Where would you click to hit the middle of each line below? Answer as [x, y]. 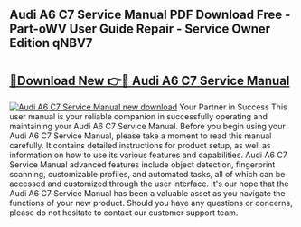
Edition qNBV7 [51, 43]
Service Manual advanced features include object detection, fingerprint [142, 165]
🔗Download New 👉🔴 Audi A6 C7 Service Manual [150, 80]
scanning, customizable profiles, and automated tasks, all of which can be [147, 174]
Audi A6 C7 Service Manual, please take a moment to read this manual [141, 136]
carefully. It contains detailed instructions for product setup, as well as [140, 145]
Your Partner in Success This [233, 107]
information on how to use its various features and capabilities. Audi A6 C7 [148, 155]
